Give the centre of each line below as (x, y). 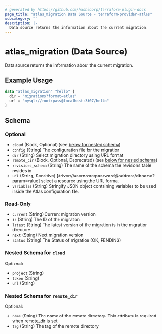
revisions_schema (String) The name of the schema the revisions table (82, 165)
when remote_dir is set (35, 321)
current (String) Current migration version (54, 214)
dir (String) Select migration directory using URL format (68, 155)
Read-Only (18, 204)
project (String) (28, 273)
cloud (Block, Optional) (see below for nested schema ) (66, 145)
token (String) (26, 278)
